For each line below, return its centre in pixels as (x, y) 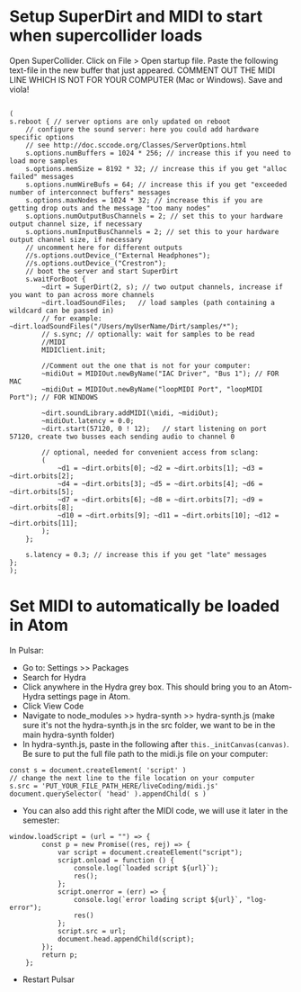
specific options (42, 137)
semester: (41, 820)
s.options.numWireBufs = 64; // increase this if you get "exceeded (156, 185)
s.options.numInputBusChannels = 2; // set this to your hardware (152, 231)
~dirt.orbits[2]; (42, 476)
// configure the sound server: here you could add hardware (142, 129)
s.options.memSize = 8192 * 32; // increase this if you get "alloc (156, 168)
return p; (60, 955)
